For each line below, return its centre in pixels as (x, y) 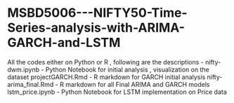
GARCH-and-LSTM (64, 43)
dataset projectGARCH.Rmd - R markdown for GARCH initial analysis (106, 77)
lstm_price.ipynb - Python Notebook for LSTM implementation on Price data (117, 92)
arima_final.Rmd (31, 84)
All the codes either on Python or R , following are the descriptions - (105, 62)
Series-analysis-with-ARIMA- (96, 28)
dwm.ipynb (24, 69)
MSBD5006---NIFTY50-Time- (97, 13)
